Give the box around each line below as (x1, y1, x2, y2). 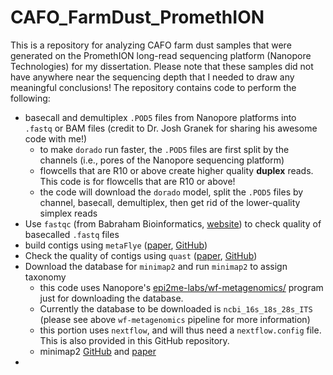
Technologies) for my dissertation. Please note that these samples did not (10, 60, 314, 72)
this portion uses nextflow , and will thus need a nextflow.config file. (39, 324, 322, 336)
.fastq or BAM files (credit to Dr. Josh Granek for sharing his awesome (24, 122, 318, 134)
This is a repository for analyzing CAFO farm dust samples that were (10, 39, 292, 51)
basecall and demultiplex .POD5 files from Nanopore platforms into (24, 111, 297, 123)
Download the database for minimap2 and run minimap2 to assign (24, 260, 288, 272)
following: (10, 92, 51, 104)
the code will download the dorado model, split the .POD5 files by (39, 186, 304, 198)
